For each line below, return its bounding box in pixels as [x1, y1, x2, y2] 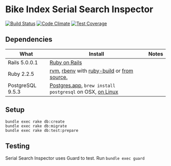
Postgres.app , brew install [49, 81, 116, 89]
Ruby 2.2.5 [8, 70, 35, 77]
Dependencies [5, 35, 52, 44]
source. [49, 73, 68, 80]
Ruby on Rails [49, 59, 82, 66]
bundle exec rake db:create [5, 119, 65, 124]
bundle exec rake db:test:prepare [5, 128, 79, 133]
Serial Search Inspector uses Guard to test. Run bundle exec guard [5, 155, 145, 161]
